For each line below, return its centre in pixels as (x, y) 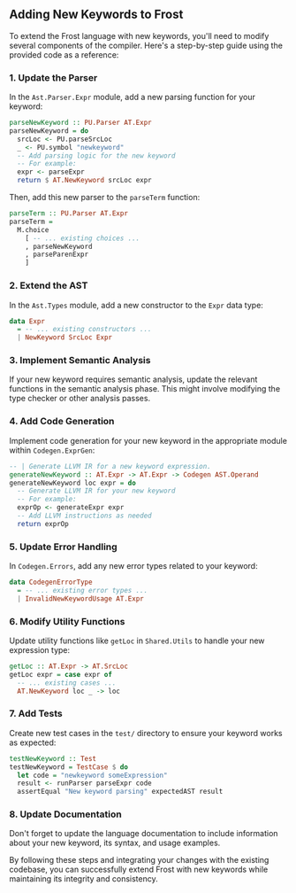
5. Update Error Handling (63, 547)
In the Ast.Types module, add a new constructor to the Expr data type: (136, 305)
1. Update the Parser (53, 77)
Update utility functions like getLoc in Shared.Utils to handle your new (137, 641)
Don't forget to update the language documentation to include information (144, 834)
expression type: (40, 649)
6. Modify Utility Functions (67, 621)
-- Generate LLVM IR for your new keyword (96, 491)
